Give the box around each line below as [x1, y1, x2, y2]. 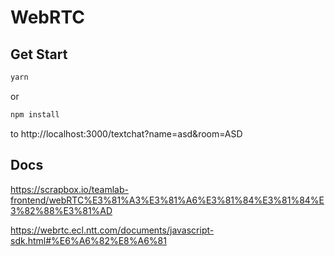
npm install [10, 109, 60, 120]
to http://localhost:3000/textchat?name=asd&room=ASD [10, 127, 243, 140]
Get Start [10, 46, 68, 63]
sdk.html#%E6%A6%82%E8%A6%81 [10, 234, 167, 246]
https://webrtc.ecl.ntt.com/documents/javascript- [10, 224, 215, 236]
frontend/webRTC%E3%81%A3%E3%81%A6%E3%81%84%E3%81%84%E [10, 194, 325, 206]
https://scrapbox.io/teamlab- [10, 183, 129, 195]
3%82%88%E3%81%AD [10, 204, 113, 216]
